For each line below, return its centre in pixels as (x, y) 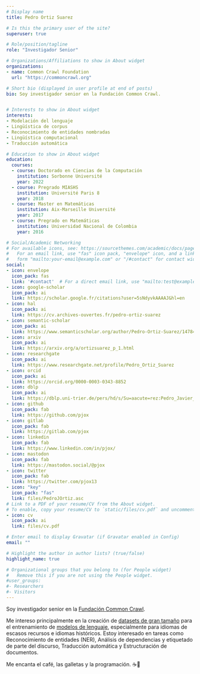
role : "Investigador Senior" (42, 50)
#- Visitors (21, 592)
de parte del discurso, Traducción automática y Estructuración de (87, 646)
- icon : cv (20, 515)
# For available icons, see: (42, 248)
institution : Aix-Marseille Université (66, 210)
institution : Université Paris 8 (58, 193)
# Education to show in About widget (53, 154)
